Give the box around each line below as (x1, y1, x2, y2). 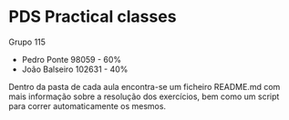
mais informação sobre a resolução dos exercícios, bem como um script (8, 91, 280, 102)
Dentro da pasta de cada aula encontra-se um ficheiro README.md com (8, 81, 281, 92)
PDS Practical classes (8, 6, 177, 27)
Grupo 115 (8, 36, 46, 47)
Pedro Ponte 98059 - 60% (21, 54, 122, 65)
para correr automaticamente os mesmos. (8, 100, 166, 111)
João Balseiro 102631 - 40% (21, 64, 129, 75)
